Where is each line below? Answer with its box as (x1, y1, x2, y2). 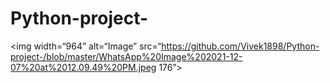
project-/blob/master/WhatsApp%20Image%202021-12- (10, 50, 243, 62)
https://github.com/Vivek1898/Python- (161, 40, 320, 52)
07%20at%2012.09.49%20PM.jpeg (10, 61, 157, 73)
